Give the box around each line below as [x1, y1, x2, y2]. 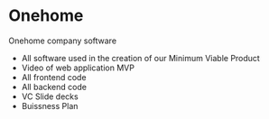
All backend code [21, 81, 88, 92]
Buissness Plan [21, 100, 79, 111]
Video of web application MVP [21, 62, 134, 73]
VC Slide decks [21, 91, 79, 102]
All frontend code [21, 71, 87, 82]
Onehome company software [8, 35, 117, 46]
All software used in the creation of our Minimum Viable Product [21, 52, 261, 63]
